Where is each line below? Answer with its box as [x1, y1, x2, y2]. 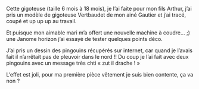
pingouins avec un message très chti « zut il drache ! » [6, 59, 140, 66]
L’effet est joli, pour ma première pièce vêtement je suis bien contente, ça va [6, 71, 194, 78]
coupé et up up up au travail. [6, 18, 77, 24]
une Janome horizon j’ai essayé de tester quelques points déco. [6, 36, 163, 42]
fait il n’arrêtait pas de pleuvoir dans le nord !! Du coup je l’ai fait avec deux [6, 53, 189, 60]
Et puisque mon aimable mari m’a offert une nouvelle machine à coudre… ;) [6, 29, 191, 36]
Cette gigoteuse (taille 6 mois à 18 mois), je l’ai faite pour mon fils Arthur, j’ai [6, 5, 192, 12]
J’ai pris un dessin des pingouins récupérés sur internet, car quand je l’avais [6, 47, 192, 54]
